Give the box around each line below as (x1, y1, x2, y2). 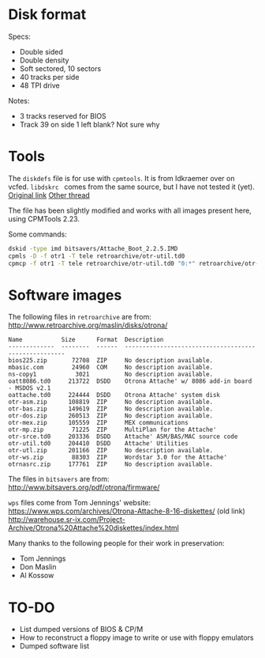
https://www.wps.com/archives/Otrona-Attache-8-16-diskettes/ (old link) (8, 506, 246, 516)
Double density (19, 55, 69, 65)
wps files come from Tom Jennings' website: (8, 498, 151, 508)
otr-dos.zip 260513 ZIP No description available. (8, 412, 214, 420)
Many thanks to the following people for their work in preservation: (8, 539, 225, 548)
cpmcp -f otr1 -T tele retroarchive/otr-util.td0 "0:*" (8, 259, 196, 267)
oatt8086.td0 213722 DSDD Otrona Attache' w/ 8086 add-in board (8, 377, 252, 385)
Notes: (8, 96, 30, 105)
